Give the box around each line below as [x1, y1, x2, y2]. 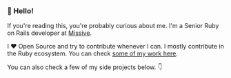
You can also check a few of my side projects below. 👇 [7, 63, 163, 71]
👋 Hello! [7, 6, 34, 16]
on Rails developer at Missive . [7, 29, 92, 37]
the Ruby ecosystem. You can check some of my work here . [7, 49, 178, 57]
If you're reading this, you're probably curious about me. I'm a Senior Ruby [7, 22, 219, 30]
